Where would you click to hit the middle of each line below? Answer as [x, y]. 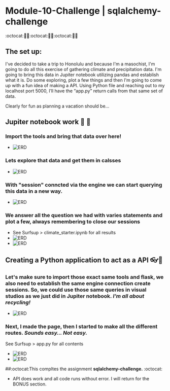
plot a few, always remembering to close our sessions [73, 222]
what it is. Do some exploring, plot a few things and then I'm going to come [83, 80]
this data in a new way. [34, 191]
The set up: [24, 51]
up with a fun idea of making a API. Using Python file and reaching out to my [85, 85]
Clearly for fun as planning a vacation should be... [57, 106]
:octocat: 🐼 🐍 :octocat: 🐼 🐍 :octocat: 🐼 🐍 [42, 35]
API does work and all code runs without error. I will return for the [81, 379]
